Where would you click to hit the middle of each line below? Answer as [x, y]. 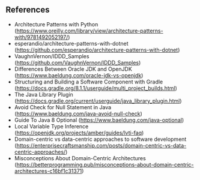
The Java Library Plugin [44, 94]
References [28, 10]
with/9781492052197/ [41, 37]
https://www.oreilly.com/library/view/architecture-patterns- [90, 31]
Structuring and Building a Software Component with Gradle [89, 82]
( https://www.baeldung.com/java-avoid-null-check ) [78, 113]
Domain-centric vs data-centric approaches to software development [100, 139]
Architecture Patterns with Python [56, 24]
